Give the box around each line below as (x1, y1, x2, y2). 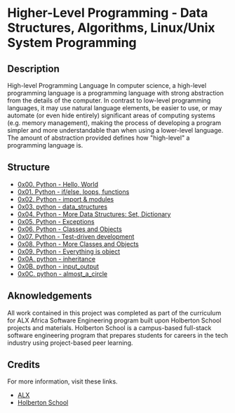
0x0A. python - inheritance (17, 254, 96, 263)
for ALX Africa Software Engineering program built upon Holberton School (7, 316, 222, 324)
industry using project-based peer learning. (7, 339, 133, 347)
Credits (7, 359, 41, 371)
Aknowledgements (7, 290, 93, 302)
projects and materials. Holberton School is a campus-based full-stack (7, 323, 212, 332)
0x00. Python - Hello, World (17, 180, 99, 188)
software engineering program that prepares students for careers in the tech (7, 331, 229, 339)
